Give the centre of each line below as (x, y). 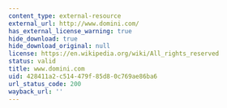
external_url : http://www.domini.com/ (74, 24)
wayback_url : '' (36, 91)
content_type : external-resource (65, 16)
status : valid (32, 62)
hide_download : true (43, 39)
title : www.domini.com (47, 69)
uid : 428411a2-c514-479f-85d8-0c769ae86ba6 (83, 76)
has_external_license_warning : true (70, 31)
